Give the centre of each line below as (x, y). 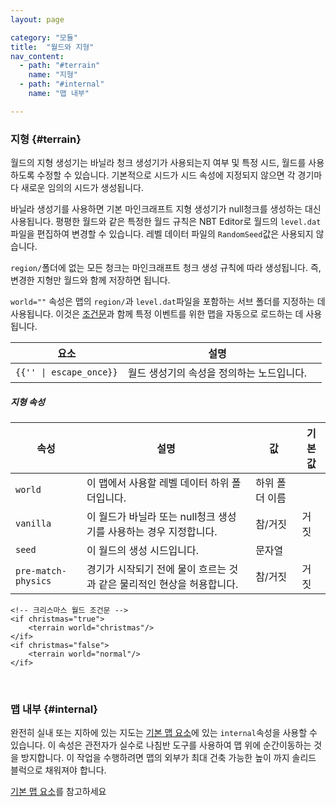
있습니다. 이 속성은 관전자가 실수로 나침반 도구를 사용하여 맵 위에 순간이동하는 (161, 745)
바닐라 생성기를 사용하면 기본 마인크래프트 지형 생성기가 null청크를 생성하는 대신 (166, 209)
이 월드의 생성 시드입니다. (143, 551)
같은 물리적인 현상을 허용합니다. (168, 584)
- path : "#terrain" (60, 66)
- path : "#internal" (62, 84)
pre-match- (41, 571)
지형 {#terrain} (46, 139)
